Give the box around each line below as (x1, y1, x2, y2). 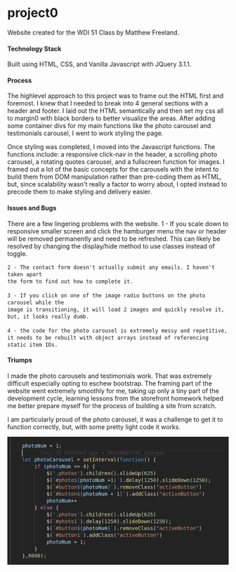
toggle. (7, 249, 28, 258)
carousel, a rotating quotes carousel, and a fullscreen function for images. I (7, 158, 225, 166)
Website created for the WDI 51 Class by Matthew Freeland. (7, 28, 180, 37)
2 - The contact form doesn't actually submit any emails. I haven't (7, 264, 216, 271)
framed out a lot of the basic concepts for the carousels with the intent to (7, 165, 219, 174)
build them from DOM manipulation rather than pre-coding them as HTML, (7, 172, 223, 181)
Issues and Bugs (7, 203, 57, 212)
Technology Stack (7, 44, 62, 53)
